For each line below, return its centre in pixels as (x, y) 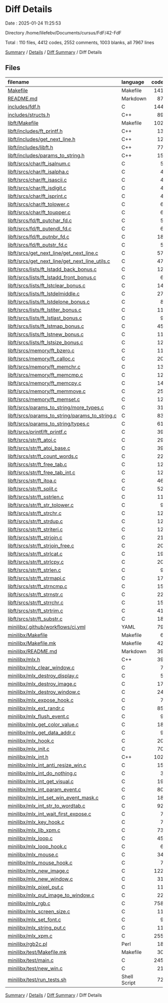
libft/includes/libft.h (30, 147)
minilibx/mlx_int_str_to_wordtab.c (46, 805)
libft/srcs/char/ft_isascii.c (37, 180)
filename (18, 82)
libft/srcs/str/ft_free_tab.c (37, 464)
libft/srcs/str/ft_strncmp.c (37, 586)
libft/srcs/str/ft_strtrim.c (35, 610)
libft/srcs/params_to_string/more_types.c (56, 407)
